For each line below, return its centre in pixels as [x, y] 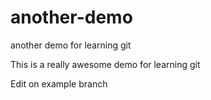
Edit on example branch [59, 83]
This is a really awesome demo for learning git [105, 64]
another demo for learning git [71, 45]
